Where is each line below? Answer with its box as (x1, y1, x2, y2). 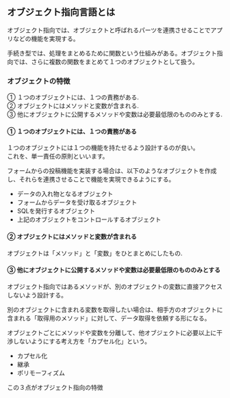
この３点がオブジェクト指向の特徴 (7, 383, 103, 391)
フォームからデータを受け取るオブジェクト (16, 198, 138, 207)
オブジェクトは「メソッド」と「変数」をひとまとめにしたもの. (7, 249, 183, 257)
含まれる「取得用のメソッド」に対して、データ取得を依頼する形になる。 (7, 314, 211, 322)
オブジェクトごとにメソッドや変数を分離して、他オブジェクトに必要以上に (7, 328, 217, 336)
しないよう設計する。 (7, 291, 67, 299)
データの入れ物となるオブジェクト (16, 190, 114, 198)
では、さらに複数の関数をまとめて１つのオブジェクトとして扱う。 (12, 57, 199, 66)
